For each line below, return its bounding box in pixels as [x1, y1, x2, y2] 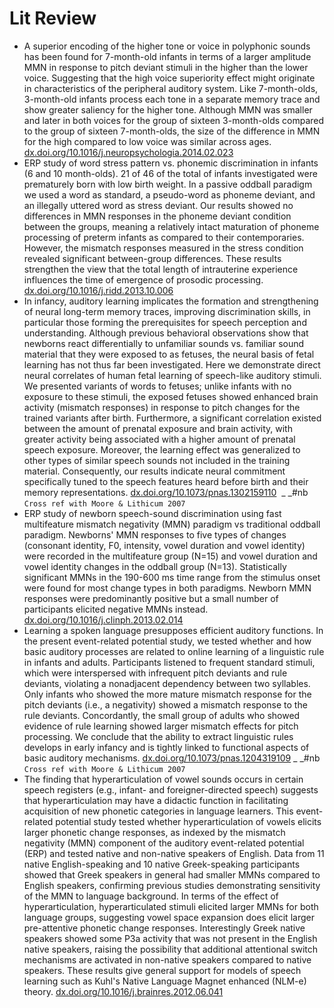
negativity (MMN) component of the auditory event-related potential [23, 837, 305, 849]
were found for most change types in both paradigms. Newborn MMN [23, 582, 312, 594]
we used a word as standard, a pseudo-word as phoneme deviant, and [23, 188, 316, 201]
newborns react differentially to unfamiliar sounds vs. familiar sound [23, 337, 305, 349]
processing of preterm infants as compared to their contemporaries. [23, 231, 305, 243]
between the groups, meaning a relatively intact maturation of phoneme [23, 220, 320, 232]
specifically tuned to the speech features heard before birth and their [23, 475, 309, 487]
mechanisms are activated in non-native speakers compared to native [23, 953, 312, 966]
